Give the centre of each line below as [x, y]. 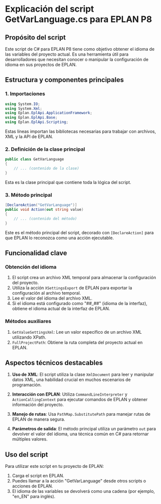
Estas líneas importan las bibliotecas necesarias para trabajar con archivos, [81, 131]
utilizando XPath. [29, 337]
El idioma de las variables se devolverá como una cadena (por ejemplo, [83, 491]
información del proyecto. [38, 405]
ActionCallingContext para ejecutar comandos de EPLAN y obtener [80, 400]
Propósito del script [36, 37]
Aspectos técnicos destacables [54, 363]
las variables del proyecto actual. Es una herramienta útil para [67, 54]
